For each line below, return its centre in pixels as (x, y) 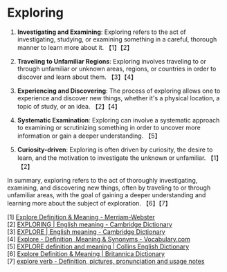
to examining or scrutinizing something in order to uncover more (109, 127)
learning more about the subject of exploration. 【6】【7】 (89, 203)
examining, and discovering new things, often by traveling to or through (109, 188)
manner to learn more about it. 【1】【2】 (75, 47)
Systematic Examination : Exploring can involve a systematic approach (118, 120)
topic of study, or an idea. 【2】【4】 (69, 106)
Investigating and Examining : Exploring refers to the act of (101, 32)
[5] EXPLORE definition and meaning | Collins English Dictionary (98, 246)
